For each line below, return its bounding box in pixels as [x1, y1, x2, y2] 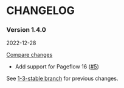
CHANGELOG [6, 4, 75, 18]
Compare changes [6, 51, 53, 59]
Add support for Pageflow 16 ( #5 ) [15, 63, 99, 70]
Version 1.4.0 [6, 26, 47, 34]
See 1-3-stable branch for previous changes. [6, 75, 119, 82]
